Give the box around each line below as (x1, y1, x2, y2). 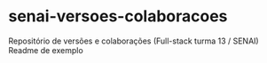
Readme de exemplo (8, 44, 83, 55)
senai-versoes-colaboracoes (8, 6, 228, 27)
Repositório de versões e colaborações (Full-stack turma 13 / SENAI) (8, 35, 259, 46)
